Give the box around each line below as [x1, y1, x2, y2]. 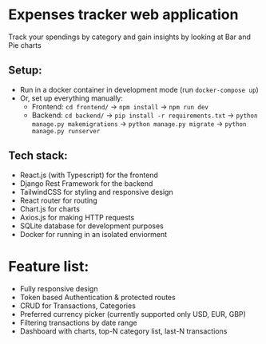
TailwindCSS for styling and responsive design [19, 187, 173, 196]
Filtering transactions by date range [19, 318, 137, 327]
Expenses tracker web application [8, 6, 239, 24]
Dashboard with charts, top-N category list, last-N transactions [19, 326, 228, 336]
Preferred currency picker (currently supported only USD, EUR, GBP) [19, 309, 246, 318]
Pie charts [8, 40, 42, 49]
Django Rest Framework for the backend [19, 178, 153, 188]
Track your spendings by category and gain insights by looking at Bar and [8, 32, 252, 42]
